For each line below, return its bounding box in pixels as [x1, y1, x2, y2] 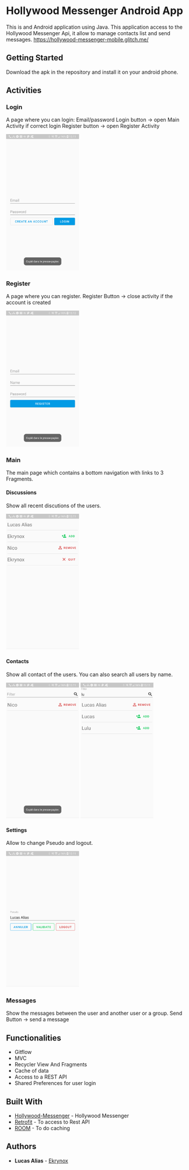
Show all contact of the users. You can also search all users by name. [6, 671, 173, 678]
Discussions [6, 489, 37, 496]
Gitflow [14, 1049, 32, 1056]
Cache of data [14, 1067, 49, 1075]
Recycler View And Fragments [14, 1061, 87, 1068]
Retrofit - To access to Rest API [14, 1118, 90, 1125]
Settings [6, 826, 27, 833]
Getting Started [6, 53, 64, 63]
